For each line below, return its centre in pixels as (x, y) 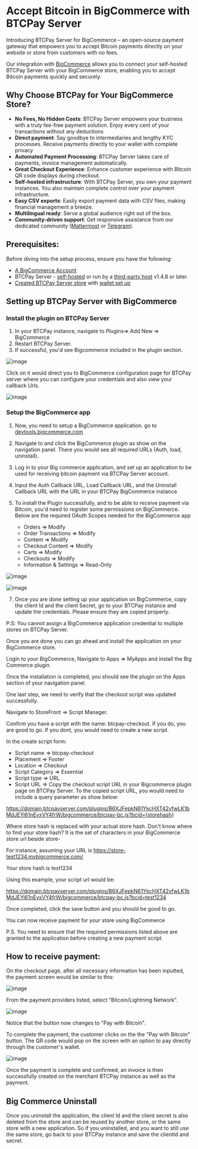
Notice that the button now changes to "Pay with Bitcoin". (76, 1023)
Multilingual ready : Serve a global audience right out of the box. (93, 213)
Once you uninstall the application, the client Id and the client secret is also (97, 1116)
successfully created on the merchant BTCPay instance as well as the (91, 1076)
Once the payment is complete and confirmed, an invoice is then (85, 1070)
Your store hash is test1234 (39, 868)
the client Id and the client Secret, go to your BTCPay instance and (95, 605)
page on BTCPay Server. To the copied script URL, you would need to (99, 790)
